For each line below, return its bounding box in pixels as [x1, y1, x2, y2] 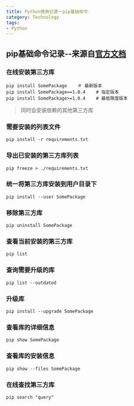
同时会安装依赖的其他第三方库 [20, 106, 93, 113]
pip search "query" [6, 394, 54, 400]
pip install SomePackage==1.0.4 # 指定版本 [6, 89, 119, 95]
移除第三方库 [6, 209, 43, 217]
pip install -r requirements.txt [6, 137, 89, 143]
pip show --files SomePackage [6, 366, 81, 372]
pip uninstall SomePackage [6, 223, 73, 229]
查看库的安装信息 [6, 352, 55, 360]
